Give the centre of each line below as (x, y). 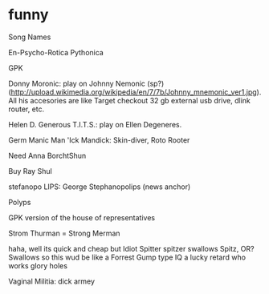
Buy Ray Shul (30, 171)
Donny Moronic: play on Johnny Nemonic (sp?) (86, 83)
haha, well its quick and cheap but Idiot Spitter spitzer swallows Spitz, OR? (131, 248)
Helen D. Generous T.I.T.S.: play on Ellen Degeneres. (95, 124)
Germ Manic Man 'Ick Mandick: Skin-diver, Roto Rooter (99, 140)
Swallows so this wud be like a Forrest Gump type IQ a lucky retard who (127, 257)
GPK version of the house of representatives (82, 217)
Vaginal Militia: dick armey (51, 281)
